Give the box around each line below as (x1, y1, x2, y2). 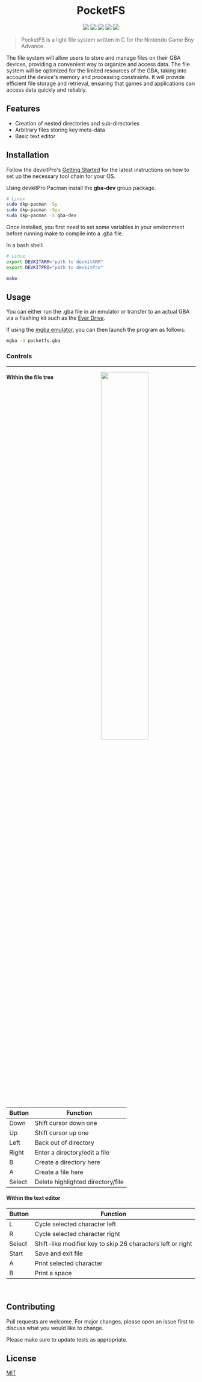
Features (6, 104, 40, 114)
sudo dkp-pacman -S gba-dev (6, 212, 77, 219)
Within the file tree (6, 373, 54, 381)
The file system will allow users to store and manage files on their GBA (6, 54, 181, 61)
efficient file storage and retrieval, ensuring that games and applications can (6, 80, 195, 87)
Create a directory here (34, 1158, 100, 1166)
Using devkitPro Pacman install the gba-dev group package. (6, 184, 156, 191)
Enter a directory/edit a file (34, 1148, 110, 1156)
